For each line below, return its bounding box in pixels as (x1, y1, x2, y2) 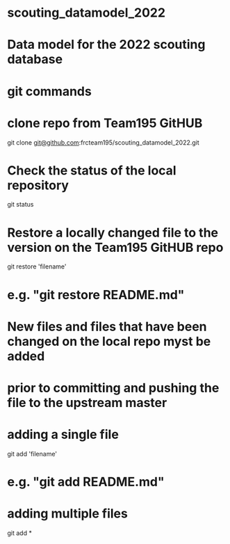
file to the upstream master (7, 394, 167, 410)
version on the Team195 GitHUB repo (7, 239, 224, 255)
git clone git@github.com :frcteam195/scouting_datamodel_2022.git (7, 138, 199, 147)
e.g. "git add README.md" (7, 474, 165, 490)
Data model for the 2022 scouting (7, 37, 206, 53)
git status (7, 200, 34, 209)
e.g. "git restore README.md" (7, 287, 185, 303)
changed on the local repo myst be (7, 333, 211, 349)
